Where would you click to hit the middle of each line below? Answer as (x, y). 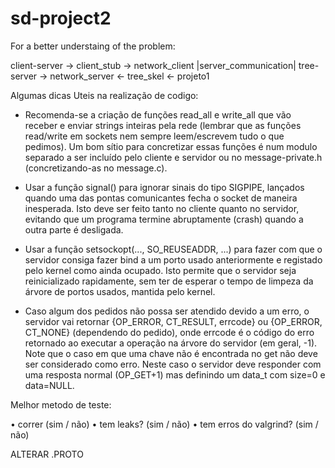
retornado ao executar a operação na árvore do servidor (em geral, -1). (171, 343)
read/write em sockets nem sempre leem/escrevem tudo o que (154, 136)
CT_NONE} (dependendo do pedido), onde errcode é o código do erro (169, 332)
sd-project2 (61, 18)
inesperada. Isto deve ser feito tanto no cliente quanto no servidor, (162, 208)
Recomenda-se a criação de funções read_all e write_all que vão (158, 114)
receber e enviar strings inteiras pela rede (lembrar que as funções (163, 125)
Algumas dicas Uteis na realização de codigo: (104, 95)
